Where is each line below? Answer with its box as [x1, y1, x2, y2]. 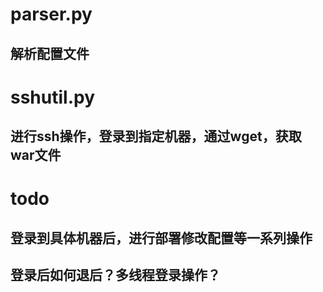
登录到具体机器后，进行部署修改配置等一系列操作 [10, 229, 313, 247]
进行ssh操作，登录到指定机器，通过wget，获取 [10, 128, 302, 145]
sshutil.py [10, 86, 96, 108]
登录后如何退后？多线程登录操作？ [10, 267, 221, 284]
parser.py [10, 3, 93, 26]
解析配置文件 [10, 45, 90, 62]
